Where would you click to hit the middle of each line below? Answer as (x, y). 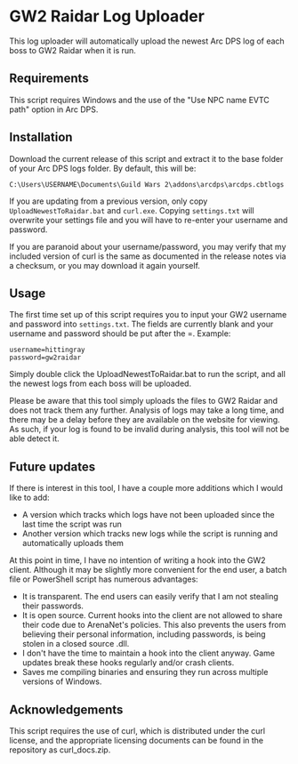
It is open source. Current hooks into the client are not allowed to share (152, 615)
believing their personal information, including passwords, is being (144, 634)
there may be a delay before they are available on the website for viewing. (145, 420)
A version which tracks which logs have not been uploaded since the (148, 515)
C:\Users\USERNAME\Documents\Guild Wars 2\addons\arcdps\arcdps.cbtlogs (147, 184)
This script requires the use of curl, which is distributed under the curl (137, 731)
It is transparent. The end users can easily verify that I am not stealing (150, 597)
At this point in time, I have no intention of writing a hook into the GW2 (137, 560)
